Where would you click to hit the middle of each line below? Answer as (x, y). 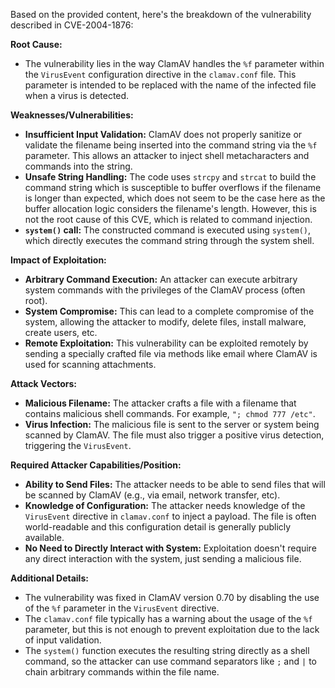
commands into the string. (78, 166)
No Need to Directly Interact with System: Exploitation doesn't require (170, 548)
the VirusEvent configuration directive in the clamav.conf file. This (160, 74)
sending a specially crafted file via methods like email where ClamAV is (171, 353)
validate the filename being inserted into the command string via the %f (171, 145)
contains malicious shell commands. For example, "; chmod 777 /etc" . (170, 413)
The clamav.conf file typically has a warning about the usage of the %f (168, 618)
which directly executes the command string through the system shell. (169, 240)
